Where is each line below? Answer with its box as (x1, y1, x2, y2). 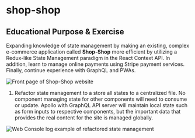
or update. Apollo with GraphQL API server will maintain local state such (14, 102, 188, 108)
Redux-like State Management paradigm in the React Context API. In (6, 55, 170, 61)
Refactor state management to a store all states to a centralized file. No (14, 90, 186, 96)
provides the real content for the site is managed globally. (14, 114, 154, 121)
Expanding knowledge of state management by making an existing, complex (6, 42, 190, 49)
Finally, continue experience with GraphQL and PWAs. (6, 67, 136, 73)
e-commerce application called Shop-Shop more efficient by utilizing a (6, 48, 177, 55)
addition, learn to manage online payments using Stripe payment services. (6, 61, 185, 68)
